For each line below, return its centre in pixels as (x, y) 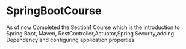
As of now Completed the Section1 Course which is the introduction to (93, 27)
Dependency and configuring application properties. (71, 40)
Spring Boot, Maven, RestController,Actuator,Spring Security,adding (90, 33)
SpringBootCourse (54, 11)
